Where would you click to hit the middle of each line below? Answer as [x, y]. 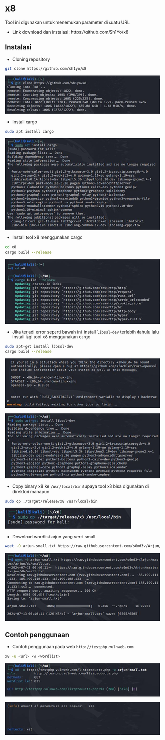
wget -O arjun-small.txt [30, 546]
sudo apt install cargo [29, 132]
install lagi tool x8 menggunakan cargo [51, 337]
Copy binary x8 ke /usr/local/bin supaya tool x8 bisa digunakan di [81, 486]
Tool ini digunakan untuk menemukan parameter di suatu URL [68, 22]
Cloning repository [31, 59]
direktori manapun [31, 491]
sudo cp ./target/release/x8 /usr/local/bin [51, 501]
